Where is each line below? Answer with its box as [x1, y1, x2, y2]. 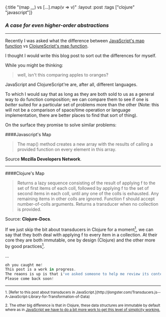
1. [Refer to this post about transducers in [5, 290, 75, 295]
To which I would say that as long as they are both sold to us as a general [5, 91, 155, 97]
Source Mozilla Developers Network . [5, 156, 82, 162]
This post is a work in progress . [5, 267, 77, 272]
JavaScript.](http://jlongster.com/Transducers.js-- [76, 290, 161, 295]
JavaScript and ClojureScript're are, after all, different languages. [5, 81, 137, 87]
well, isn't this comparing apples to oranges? [17, 72, 109, 78]
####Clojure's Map [5, 170, 44, 176]
